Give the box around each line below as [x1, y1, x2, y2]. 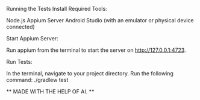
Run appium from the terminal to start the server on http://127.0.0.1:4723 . [6, 46, 186, 54]
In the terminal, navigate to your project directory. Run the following [6, 70, 173, 77]
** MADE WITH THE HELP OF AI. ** [6, 88, 95, 95]
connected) [6, 23, 35, 30]
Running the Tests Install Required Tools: [6, 5, 107, 12]
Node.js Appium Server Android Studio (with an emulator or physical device [6, 17, 194, 23]
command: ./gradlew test [6, 77, 69, 83]
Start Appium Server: [6, 35, 58, 42]
